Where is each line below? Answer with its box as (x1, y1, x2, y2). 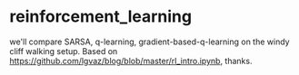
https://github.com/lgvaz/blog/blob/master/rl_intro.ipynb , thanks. (9, 55, 253, 66)
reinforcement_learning (9, 6, 193, 27)
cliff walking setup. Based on (9, 45, 118, 56)
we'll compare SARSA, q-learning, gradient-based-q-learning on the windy (9, 36, 290, 47)
